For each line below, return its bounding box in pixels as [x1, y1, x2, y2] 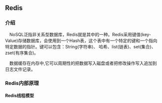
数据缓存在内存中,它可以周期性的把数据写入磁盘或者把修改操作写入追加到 [9, 60, 157, 66]
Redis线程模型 [5, 93, 34, 99]
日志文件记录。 [5, 66, 35, 72]
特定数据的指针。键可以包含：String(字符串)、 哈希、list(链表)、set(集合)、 [5, 43, 156, 49]
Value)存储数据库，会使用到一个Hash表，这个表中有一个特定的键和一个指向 [5, 38, 158, 43]
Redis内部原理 [5, 80, 39, 86]
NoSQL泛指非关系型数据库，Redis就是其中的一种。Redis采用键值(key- [9, 31, 151, 37]
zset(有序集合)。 [5, 50, 39, 56]
